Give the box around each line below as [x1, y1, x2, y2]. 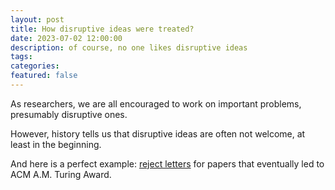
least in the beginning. [10, 138, 102, 150]
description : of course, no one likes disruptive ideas [10, 42, 248, 53]
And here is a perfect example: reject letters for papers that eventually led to [10, 157, 325, 170]
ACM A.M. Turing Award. [10, 168, 112, 180]
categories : [10, 61, 60, 71]
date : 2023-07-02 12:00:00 [10, 33, 123, 43]
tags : [10, 52, 33, 62]
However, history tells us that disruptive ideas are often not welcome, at [10, 127, 306, 140]
